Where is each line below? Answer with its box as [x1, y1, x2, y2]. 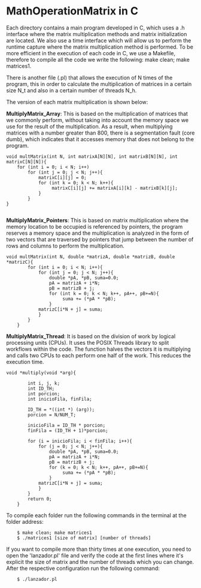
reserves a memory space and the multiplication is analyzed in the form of [6, 229, 190, 237]
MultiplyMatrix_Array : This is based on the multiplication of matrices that [6, 110, 188, 117]
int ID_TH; [28, 386, 55, 392]
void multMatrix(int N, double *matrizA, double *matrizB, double [6, 253, 175, 259]
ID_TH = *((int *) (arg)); [28, 407, 95, 413]
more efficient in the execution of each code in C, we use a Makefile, [6, 49, 176, 56]
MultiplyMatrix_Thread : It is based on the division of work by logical [6, 332, 176, 340]
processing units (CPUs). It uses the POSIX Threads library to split [6, 339, 169, 346]
